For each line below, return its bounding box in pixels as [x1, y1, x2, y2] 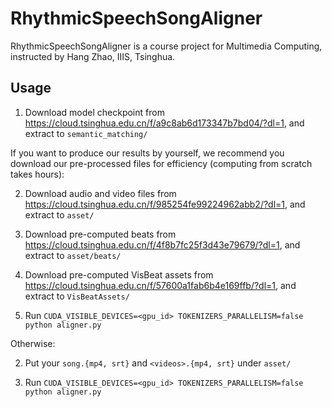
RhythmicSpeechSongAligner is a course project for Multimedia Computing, [10, 40, 323, 52]
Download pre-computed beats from [24, 228, 177, 240]
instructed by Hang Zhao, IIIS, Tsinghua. [10, 50, 176, 62]
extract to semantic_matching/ [24, 127, 148, 139]
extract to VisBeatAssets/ [24, 290, 130, 302]
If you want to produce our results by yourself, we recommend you [10, 147, 285, 159]
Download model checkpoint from [24, 106, 165, 118]
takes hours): [10, 168, 65, 180]
